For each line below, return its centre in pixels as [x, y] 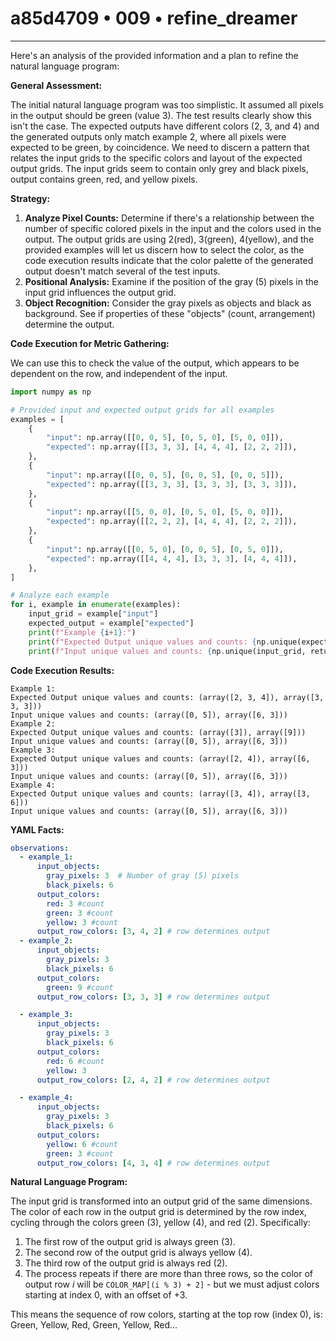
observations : [40, 848]
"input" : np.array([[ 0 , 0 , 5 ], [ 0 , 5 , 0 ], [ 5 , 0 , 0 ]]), [165, 438]
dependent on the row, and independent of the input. [119, 373]
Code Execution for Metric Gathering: [90, 343]
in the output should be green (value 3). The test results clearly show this [161, 115]
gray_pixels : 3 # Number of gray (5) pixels [143, 876]
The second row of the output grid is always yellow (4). [138, 1253]
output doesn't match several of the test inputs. [122, 271]
